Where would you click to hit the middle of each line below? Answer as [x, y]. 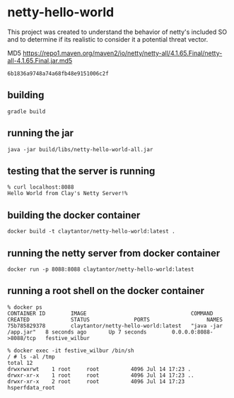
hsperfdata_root [31, 387]
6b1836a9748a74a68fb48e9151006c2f [58, 74]
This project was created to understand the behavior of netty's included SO [117, 32]
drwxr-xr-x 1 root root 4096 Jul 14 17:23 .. [101, 375]
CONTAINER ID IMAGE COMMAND [110, 313]
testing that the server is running [81, 171]
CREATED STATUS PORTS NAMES [115, 320]
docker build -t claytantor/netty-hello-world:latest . [91, 232]
